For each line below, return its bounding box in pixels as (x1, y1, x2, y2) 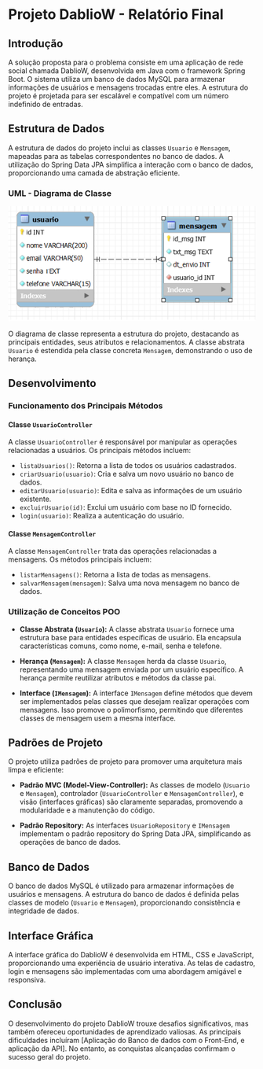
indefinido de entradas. (8, 100, 84, 109)
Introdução (8, 37, 64, 50)
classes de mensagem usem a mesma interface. (19, 713, 177, 723)
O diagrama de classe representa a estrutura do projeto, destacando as (8, 329, 239, 338)
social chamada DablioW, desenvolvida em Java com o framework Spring (8, 66, 246, 76)
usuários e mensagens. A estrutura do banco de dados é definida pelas (8, 890, 239, 899)
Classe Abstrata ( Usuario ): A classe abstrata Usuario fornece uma (19, 624, 235, 634)
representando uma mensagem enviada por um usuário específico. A (19, 665, 244, 674)
